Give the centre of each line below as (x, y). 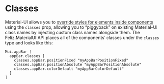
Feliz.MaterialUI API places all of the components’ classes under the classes (82, 38)
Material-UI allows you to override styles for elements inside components (79, 22)
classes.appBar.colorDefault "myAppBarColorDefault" (69, 69)
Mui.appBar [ (18, 52)
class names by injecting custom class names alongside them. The (73, 32)
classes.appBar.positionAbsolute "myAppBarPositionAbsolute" (78, 64)
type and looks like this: (29, 42)
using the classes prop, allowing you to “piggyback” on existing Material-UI (81, 27)
